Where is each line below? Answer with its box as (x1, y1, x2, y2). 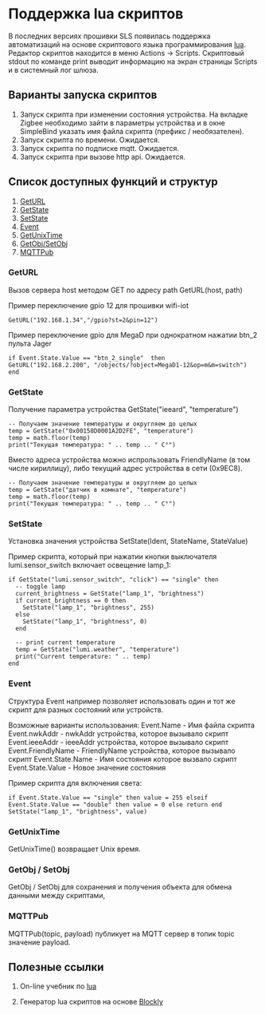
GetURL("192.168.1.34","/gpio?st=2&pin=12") (8, 316, 158, 324)
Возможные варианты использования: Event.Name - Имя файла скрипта (8, 720, 255, 730)
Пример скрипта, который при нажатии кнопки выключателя (8, 552, 217, 561)
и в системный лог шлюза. (8, 65, 99, 74)
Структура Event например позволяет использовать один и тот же (8, 696, 236, 706)
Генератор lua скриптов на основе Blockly (19, 997, 163, 1007)
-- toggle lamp (15, 583, 66, 591)
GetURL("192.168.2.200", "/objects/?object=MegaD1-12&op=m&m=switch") (8, 361, 247, 369)
